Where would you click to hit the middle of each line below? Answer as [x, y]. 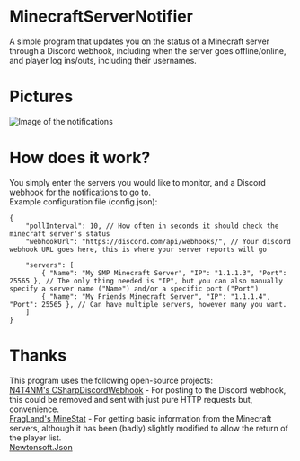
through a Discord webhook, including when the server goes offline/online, [148, 50]
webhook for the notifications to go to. [80, 192]
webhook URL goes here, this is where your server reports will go [138, 249]
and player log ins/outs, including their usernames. [103, 60]
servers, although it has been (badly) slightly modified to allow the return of [149, 428]
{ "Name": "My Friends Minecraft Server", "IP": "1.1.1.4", [156, 296]
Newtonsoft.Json [41, 447]
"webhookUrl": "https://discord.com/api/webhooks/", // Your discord [159, 241]
